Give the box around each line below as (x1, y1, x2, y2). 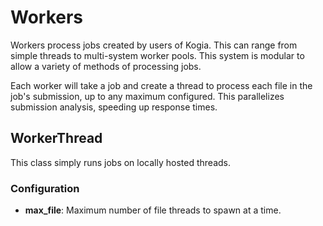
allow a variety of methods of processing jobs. (10, 60, 202, 72)
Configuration (10, 181, 80, 195)
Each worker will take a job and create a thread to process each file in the (10, 79, 313, 91)
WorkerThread (10, 130, 103, 147)
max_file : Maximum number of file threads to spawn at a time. (24, 204, 282, 216)
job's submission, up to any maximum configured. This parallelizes (10, 90, 285, 102)
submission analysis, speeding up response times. (10, 101, 218, 113)
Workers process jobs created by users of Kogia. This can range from (10, 39, 298, 51)
